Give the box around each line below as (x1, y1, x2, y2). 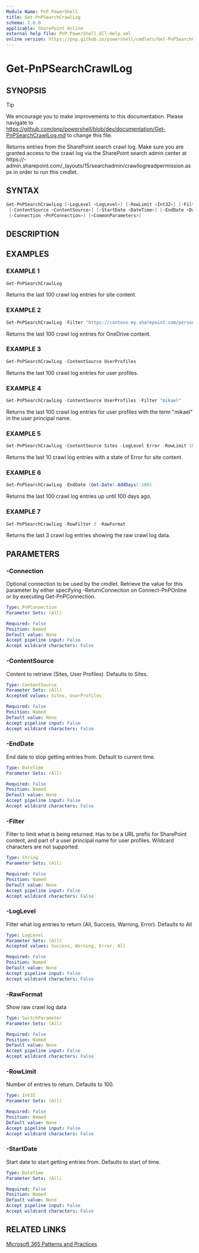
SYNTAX (6, 185, 40, 196)
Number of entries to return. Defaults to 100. (6, 1081, 114, 1088)
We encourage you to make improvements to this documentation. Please (6, 113, 184, 119)
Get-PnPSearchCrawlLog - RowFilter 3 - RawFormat (6, 521, 126, 527)
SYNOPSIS (6, 86, 47, 96)
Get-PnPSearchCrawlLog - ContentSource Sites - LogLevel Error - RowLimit (6, 443, 187, 449)
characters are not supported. (6, 843, 79, 850)
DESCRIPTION (6, 229, 59, 239)
